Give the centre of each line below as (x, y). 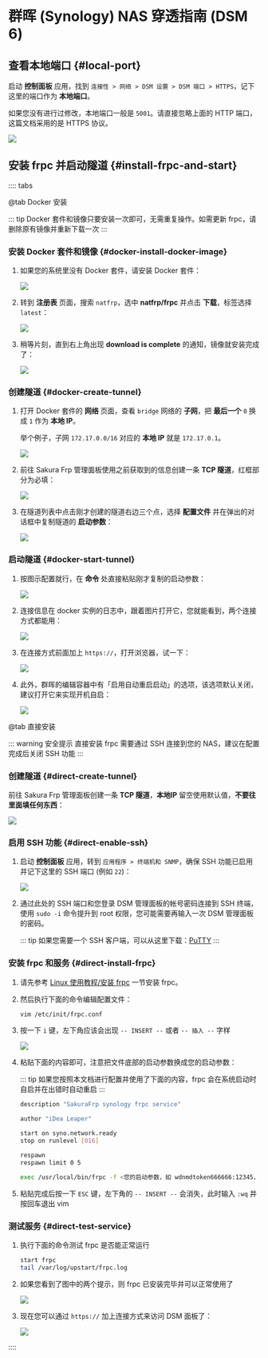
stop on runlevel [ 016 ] (59, 1141)
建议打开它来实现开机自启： (65, 694)
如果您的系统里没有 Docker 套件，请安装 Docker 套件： (110, 271)
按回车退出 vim (44, 1203)
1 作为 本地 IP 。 (55, 421)
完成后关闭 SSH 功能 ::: (46, 753)
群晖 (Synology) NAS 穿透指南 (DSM (128, 16)
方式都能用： (41, 620)
